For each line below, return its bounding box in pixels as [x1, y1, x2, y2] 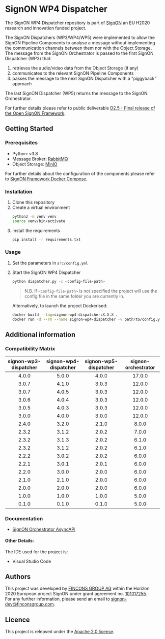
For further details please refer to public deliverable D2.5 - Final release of [5, 105, 156, 111]
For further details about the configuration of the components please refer [5, 170, 155, 176]
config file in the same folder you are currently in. [24, 293, 125, 299]
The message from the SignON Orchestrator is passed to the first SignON [5, 50, 154, 56]
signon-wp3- [7, 358, 41, 365]
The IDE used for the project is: [5, 548, 68, 555]
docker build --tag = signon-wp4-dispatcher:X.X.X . [12, 312, 118, 317]
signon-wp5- [84, 358, 118, 365]
